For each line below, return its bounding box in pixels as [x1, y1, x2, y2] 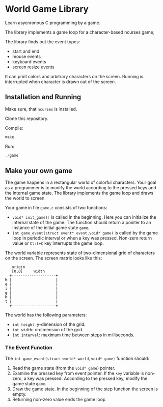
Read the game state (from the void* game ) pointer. [12, 365, 115, 371]
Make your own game [5, 166, 73, 175]
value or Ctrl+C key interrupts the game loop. [12, 240, 104, 246]
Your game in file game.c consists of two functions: [5, 205, 107, 211]
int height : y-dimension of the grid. [12, 321, 86, 327]
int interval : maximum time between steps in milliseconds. [12, 332, 135, 338]
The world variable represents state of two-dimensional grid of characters [5, 250, 155, 256]
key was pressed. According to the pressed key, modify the [27, 375, 148, 381]
